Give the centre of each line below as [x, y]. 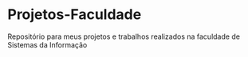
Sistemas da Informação [47, 44]
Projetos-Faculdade [75, 15]
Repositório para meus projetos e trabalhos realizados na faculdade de [124, 36]
